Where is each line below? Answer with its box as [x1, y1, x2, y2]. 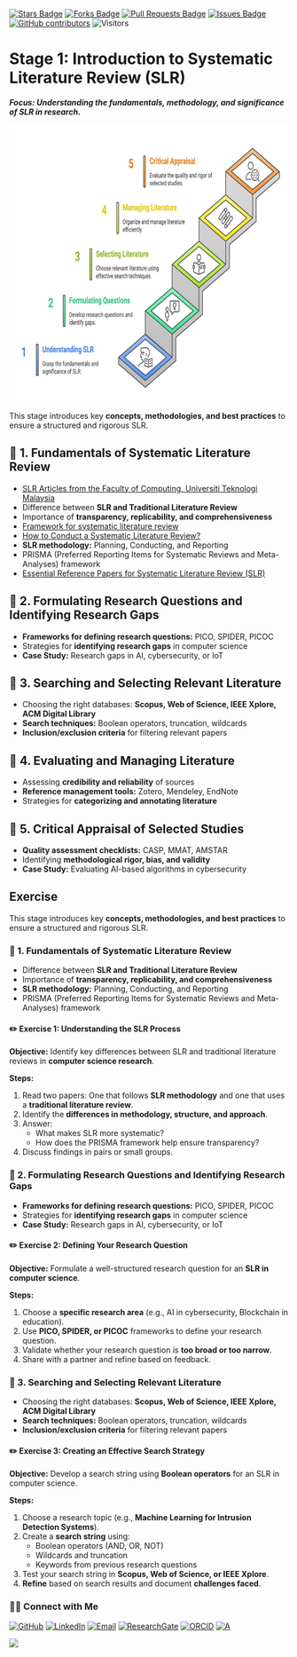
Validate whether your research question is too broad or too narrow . [21, 1345, 272, 1355]
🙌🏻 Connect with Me [9, 1600, 99, 1613]
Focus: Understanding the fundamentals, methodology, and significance [9, 97, 285, 107]
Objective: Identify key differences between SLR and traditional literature [9, 1046, 277, 1057]
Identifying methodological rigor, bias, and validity [21, 855, 211, 864]
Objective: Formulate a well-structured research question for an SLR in [9, 1263, 269, 1274]
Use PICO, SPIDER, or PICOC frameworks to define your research [21, 1325, 262, 1336]
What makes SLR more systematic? [35, 1128, 165, 1139]
